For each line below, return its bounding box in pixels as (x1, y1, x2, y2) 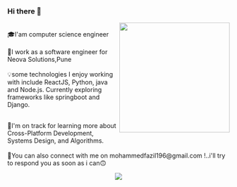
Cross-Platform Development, (7, 129, 94, 138)
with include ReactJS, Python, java (7, 78, 108, 86)
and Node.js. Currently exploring (7, 86, 102, 94)
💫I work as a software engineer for (7, 48, 108, 56)
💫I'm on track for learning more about (7, 122, 116, 130)
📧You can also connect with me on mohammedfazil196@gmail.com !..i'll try (7, 151, 226, 160)
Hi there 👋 (7, 6, 42, 16)
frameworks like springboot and (7, 93, 100, 101)
